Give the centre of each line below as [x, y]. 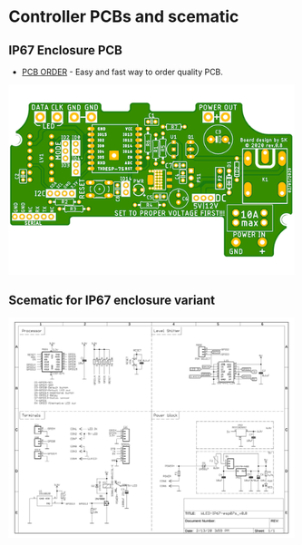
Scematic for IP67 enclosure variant [112, 301]
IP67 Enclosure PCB [66, 50]
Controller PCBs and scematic [124, 17]
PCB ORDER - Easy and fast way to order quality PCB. [122, 72]
